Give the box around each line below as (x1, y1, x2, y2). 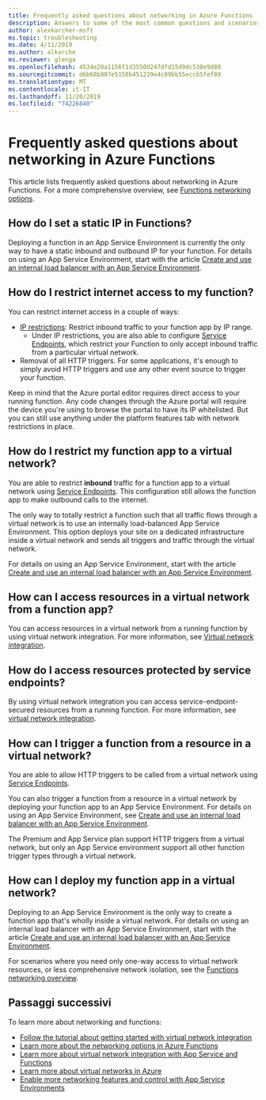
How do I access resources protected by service (8, 663, 252, 677)
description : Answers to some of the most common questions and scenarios (8, 19, 260, 27)
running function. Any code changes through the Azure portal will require (8, 396, 247, 406)
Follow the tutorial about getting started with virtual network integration (19, 1032, 253, 1041)
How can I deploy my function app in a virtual (8, 874, 235, 887)
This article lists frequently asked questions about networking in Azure (8, 177, 239, 187)
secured (8, 705, 36, 715)
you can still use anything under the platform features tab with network (8, 413, 240, 423)
